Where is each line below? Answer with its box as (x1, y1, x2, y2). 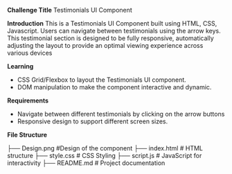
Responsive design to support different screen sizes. (17, 117, 168, 125)
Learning (7, 62, 34, 70)
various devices (7, 49, 53, 57)
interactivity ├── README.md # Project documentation (7, 159, 166, 167)
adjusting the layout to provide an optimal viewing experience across (7, 42, 204, 49)
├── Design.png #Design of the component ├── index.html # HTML (7, 144, 203, 152)
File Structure (7, 131, 47, 139)
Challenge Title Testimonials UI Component (7, 6, 133, 14)
